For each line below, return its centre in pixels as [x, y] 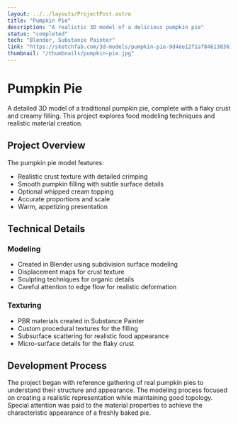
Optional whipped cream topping [66, 191]
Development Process [57, 366]
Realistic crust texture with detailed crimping [83, 176]
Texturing [24, 306]
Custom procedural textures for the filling [78, 328]
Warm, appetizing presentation [63, 206]
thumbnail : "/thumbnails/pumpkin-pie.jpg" [71, 54]
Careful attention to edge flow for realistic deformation [97, 287]
